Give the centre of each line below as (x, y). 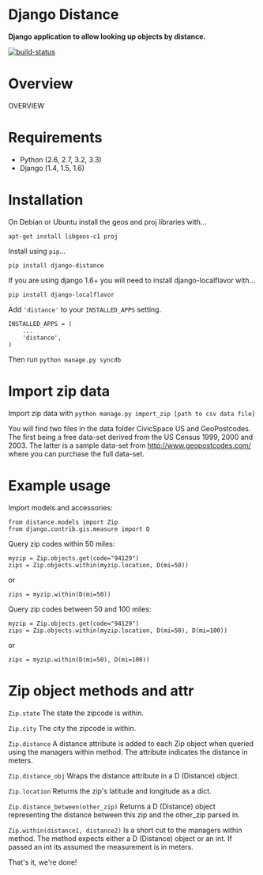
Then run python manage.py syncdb (65, 359)
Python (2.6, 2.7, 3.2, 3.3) (60, 159)
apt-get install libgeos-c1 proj (63, 236)
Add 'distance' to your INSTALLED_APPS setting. (85, 309)
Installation (46, 200)
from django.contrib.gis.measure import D (79, 529)
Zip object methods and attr (101, 691)
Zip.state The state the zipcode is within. (76, 713)
